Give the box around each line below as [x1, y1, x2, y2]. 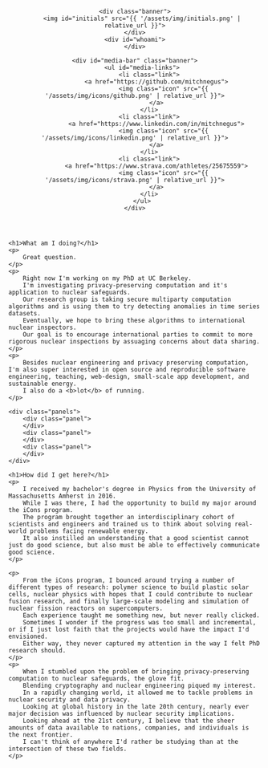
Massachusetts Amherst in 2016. [8, 492, 116, 500]
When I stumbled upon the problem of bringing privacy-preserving [22, 668, 250, 676]
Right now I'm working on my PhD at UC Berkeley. [22, 274, 193, 282]
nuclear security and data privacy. [8, 696, 131, 704]
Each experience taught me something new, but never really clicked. [22, 612, 261, 620]
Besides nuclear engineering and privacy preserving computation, [22, 359, 250, 367]
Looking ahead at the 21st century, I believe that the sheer [22, 717, 235, 725]
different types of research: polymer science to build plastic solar [8, 583, 250, 591]
